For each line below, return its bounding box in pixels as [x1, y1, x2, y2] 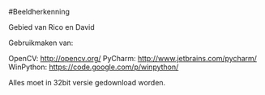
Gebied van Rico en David [8, 23, 95, 31]
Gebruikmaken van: [8, 38, 74, 47]
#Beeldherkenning [8, 7, 71, 16]
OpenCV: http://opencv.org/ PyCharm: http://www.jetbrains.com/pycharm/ [8, 54, 258, 63]
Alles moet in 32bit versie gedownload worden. [8, 78, 166, 87]
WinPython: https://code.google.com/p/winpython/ [8, 62, 179, 72]
